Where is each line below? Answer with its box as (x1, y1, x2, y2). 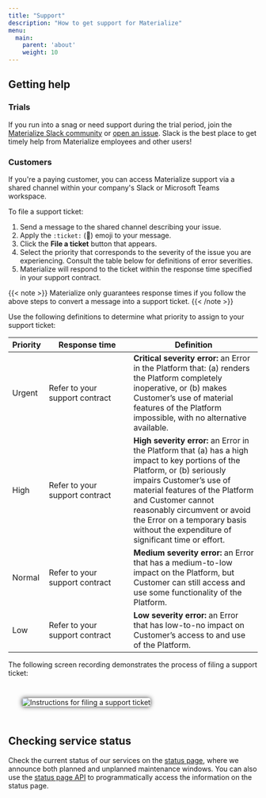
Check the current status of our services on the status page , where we (8, 755, 239, 765)
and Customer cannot (133, 494, 215, 505)
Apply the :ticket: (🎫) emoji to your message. (19, 230, 172, 240)
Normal (12, 572, 40, 583)
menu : (8, 26, 26, 34)
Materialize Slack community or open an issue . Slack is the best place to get (8, 128, 257, 137)
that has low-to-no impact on (133, 619, 245, 630)
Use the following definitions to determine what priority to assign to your (8, 311, 245, 322)
